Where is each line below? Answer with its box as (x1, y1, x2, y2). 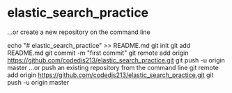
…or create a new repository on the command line (7, 28, 151, 36)
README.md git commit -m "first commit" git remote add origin (7, 49, 189, 57)
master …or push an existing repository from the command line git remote (7, 63, 219, 71)
